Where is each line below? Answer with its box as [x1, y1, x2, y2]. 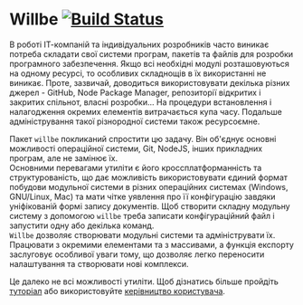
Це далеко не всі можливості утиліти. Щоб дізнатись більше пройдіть [9, 276, 279, 287]
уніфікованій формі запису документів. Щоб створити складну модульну [9, 200, 291, 212]
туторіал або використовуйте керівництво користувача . [9, 285, 226, 296]
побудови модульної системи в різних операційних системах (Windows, [9, 181, 289, 192]
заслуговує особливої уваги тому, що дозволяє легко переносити [9, 249, 265, 260]
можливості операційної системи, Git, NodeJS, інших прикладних [9, 143, 263, 154]
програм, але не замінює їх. [9, 152, 118, 163]
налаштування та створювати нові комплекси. [9, 258, 189, 269]
